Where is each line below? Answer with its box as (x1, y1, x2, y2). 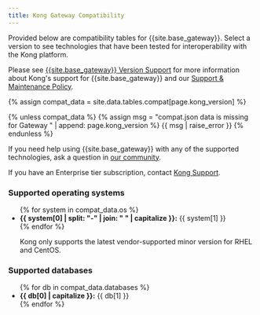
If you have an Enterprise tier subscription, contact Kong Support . (8, 167, 222, 177)
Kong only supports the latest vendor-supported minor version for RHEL (19, 236, 253, 246)
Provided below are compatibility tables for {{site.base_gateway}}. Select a (8, 33, 251, 42)
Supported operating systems (8, 187, 125, 198)
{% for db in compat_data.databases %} (19, 283, 150, 292)
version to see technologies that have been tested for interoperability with (8, 41, 247, 51)
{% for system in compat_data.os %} (19, 205, 139, 214)
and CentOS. (19, 245, 61, 255)
